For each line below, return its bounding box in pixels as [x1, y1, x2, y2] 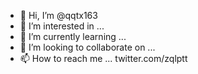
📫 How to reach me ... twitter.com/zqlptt [19, 53, 188, 64]
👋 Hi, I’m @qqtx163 [19, 10, 98, 21]
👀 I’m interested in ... [19, 20, 105, 32]
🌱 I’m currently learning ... [19, 31, 127, 42]
